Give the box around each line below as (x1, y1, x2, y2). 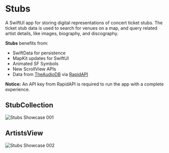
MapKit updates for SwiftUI (12, 55, 69, 61)
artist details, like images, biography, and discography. (5, 30, 119, 36)
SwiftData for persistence (12, 50, 66, 56)
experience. (5, 86, 30, 92)
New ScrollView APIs (12, 66, 57, 72)
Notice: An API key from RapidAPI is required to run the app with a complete (5, 81, 164, 87)
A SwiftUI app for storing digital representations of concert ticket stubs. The (5, 20, 163, 26)
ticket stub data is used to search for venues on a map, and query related (5, 25, 158, 31)
